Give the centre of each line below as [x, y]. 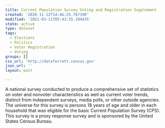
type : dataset [20, 29]
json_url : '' [19, 66]
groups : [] [17, 56]
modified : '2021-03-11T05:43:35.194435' [48, 19]
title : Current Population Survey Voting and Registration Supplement [81, 10]
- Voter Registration [33, 47]
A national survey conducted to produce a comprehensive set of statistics [82, 89]
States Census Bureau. [29, 121]
